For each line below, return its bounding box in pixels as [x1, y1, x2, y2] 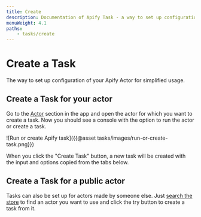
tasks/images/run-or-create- [97, 134, 168, 141]
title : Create [6, 8, 42, 15]
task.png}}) [6, 140, 35, 147]
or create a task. [6, 122, 47, 129]
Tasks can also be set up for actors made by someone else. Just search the [6, 192, 193, 199]
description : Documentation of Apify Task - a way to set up [6, 14, 162, 20]
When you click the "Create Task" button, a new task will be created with [6, 152, 186, 159]
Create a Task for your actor [6, 94, 112, 104]
